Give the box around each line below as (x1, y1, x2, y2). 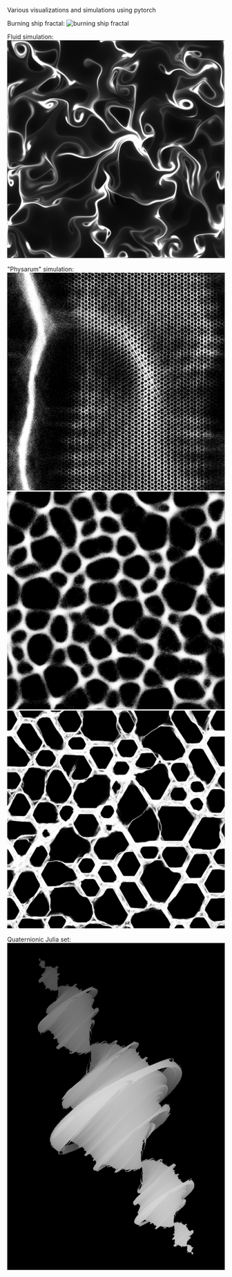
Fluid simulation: (7, 32, 54, 41)
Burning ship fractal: (7, 19, 66, 27)
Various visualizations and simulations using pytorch (7, 6, 157, 14)
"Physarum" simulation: (7, 265, 75, 273)
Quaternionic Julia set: (7, 936, 71, 943)
